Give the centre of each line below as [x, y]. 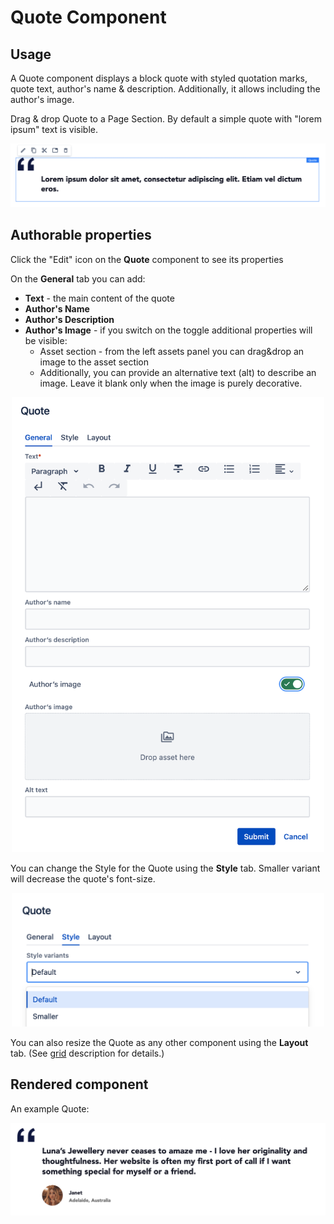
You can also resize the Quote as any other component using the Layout [159, 1042]
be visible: [46, 340]
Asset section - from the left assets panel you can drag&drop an [172, 351]
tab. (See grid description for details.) [87, 1053]
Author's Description [69, 319]
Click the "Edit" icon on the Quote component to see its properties [147, 259]
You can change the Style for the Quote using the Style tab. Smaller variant [165, 868]
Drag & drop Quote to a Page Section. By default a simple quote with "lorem [166, 119]
